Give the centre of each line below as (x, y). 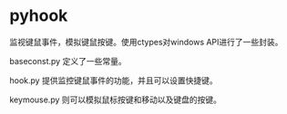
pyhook (39, 16)
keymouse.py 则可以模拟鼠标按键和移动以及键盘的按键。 (115, 100)
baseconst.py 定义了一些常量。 (68, 61)
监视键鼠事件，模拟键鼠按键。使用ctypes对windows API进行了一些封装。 (146, 42)
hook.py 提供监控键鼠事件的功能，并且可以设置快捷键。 (113, 80)
